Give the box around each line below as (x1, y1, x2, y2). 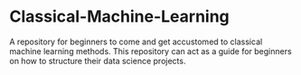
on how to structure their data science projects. (9, 55, 186, 66)
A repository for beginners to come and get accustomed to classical (9, 36, 263, 47)
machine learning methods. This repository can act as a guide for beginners (9, 45, 292, 56)
